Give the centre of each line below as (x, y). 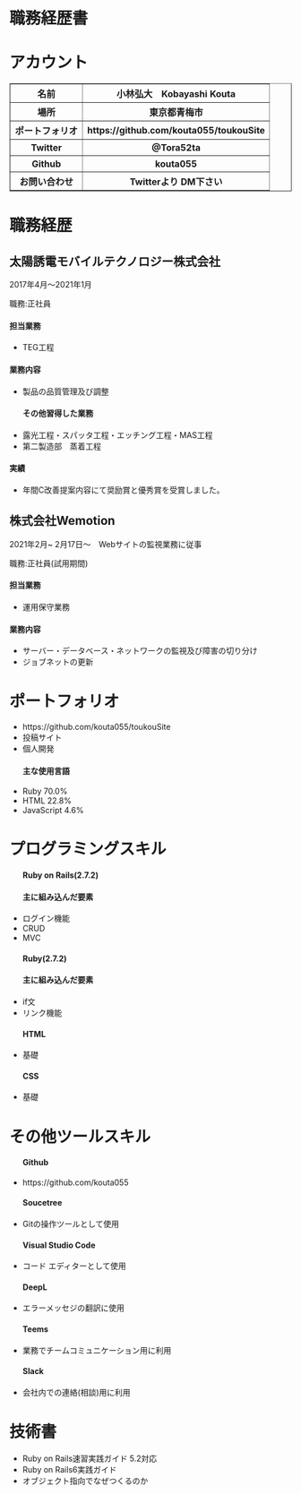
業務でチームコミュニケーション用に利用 (97, 1350)
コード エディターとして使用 (74, 1266)
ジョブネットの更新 (58, 662)
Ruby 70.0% (45, 791)
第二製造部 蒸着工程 (61, 446)
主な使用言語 (46, 770)
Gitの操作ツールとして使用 (70, 1224)
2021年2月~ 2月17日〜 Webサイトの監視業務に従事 (106, 544)
